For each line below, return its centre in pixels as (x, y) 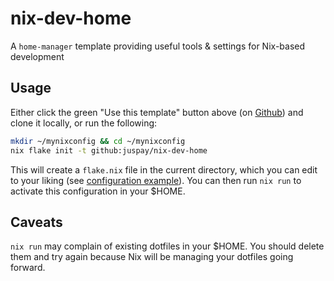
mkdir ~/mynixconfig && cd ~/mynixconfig (98, 141)
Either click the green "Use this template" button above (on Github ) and (157, 112)
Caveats (36, 222)
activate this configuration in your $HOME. (98, 191)
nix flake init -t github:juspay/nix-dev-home (109, 150)
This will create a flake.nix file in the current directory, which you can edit (164, 169)
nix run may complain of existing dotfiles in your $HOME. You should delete (167, 246)
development (37, 56)
